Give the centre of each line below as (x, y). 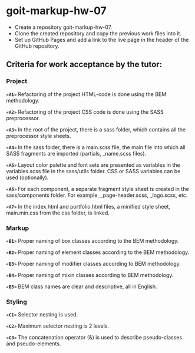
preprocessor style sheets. (39, 136)
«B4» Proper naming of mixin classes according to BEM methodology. (90, 275)
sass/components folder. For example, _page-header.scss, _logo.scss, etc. (97, 195)
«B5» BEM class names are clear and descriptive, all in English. (82, 286)
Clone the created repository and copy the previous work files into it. (98, 33)
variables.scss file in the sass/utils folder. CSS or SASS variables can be (93, 171)
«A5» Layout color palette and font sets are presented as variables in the (93, 165)
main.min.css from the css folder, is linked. (58, 213)
